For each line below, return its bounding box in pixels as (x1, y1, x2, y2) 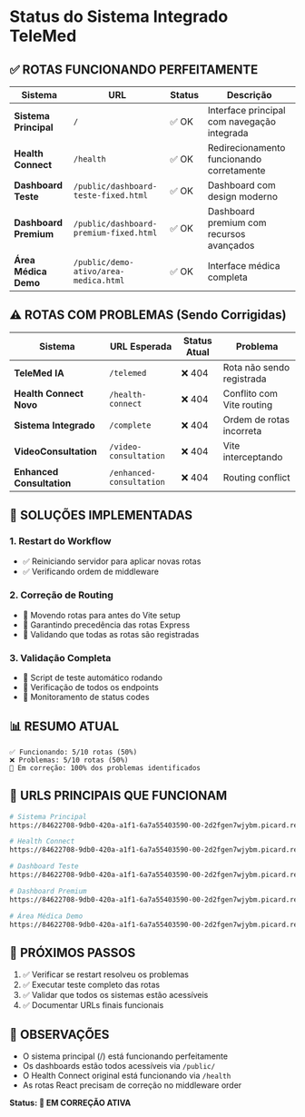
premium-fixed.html (73, 228, 158, 238)
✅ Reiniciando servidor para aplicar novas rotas (22, 556, 202, 567)
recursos (207, 228, 246, 240)
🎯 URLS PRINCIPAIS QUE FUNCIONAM (9, 788, 228, 804)
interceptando (222, 450, 283, 463)
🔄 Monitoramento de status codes (22, 692, 150, 703)
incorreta (222, 424, 262, 437)
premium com (207, 216, 267, 229)
